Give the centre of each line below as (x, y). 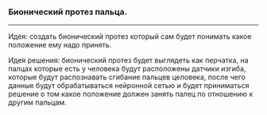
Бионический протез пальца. (68, 12)
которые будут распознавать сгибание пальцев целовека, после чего (127, 77)
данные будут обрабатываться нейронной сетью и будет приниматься (129, 86)
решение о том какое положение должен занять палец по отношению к (131, 94)
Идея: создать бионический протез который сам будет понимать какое (130, 36)
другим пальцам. (38, 102)
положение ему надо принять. (60, 45)
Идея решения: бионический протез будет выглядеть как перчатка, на (128, 60)
